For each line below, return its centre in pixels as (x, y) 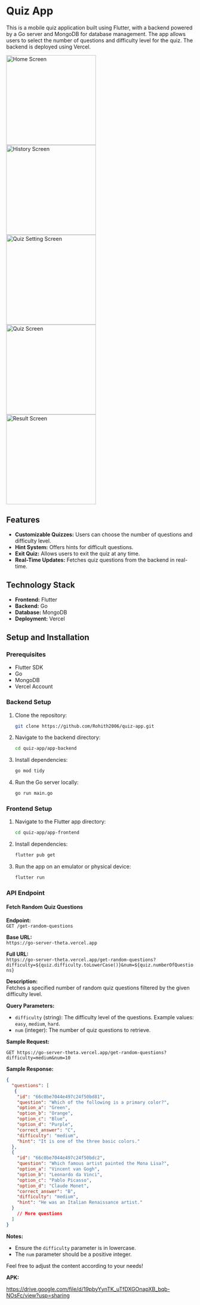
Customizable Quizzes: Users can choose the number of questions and (104, 534)
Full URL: (17, 954)
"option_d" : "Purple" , (45, 1125)
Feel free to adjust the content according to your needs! (75, 1265)
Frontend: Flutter (36, 599)
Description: (22, 982)
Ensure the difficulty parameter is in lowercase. (75, 1248)
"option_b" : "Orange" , (45, 1113)
